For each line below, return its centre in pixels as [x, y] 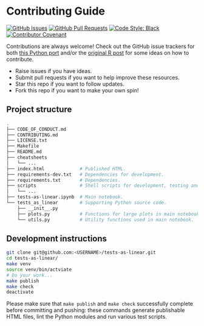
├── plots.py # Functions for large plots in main [96, 214]
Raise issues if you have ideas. [53, 71]
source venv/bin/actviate [39, 269]
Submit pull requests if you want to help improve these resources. [97, 77]
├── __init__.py [38, 208]
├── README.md [24, 152]
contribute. [20, 59]
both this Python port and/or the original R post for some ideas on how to [98, 52]
